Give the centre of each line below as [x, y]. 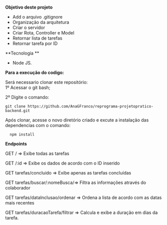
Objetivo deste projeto [29, 7]
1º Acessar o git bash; [28, 87]
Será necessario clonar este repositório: [46, 82]
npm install [22, 134]
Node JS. [22, 63]
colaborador [18, 188]
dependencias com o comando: [38, 125]
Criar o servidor [29, 27]
